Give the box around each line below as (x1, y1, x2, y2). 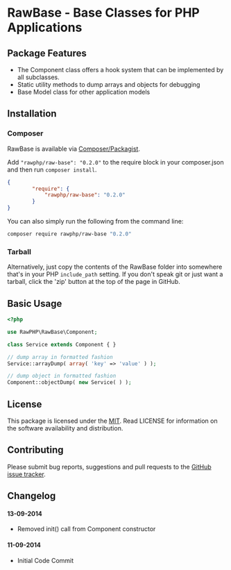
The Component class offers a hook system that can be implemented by (17, 66, 224, 74)
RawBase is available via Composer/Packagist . (7, 144, 141, 153)
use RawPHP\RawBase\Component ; (7, 328, 98, 335)
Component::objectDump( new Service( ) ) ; (7, 379, 132, 386)
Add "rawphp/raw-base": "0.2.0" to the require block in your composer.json (7, 158, 224, 166)
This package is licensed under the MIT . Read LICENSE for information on (7, 417, 218, 425)
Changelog (7, 490, 56, 502)
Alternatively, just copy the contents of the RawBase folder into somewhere (7, 262, 223, 271)
